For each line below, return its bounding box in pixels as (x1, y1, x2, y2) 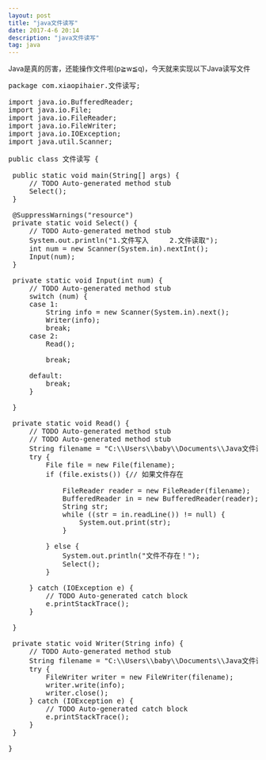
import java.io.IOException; (8, 129, 121, 139)
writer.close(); (45, 689, 109, 698)
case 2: (28, 332, 59, 341)
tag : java (8, 41, 41, 49)
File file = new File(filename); (45, 461, 176, 470)
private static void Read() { (12, 419, 130, 428)
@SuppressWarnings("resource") (12, 211, 134, 220)
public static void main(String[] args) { (12, 171, 180, 180)
